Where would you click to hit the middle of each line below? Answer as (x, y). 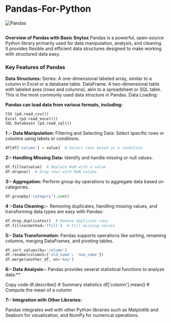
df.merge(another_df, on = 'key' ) (40, 260)
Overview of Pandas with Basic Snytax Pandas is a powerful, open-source (85, 38)
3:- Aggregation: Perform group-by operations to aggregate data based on (85, 181)
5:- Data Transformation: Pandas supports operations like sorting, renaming (86, 235)
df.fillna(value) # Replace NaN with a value (56, 167)
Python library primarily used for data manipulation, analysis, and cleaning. (84, 43)
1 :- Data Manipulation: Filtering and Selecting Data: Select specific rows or (85, 133)
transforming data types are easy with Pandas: (54, 211)
